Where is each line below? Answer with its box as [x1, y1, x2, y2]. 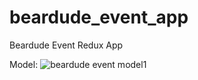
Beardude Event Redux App [9, 39, 124, 51]
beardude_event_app [9, 6, 189, 29]
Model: [9, 58, 39, 70]
